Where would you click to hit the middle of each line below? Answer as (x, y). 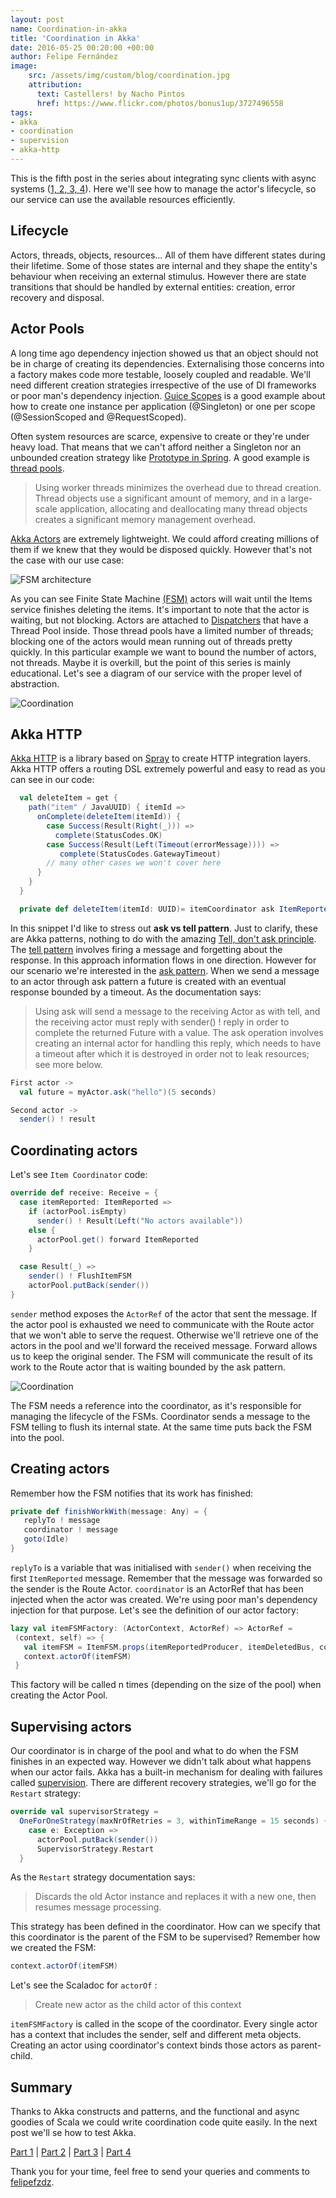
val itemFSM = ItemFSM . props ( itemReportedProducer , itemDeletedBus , (169, 1647)
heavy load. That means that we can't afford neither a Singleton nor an (156, 447)
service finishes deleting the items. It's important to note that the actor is (160, 609)
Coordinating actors (74, 1150)
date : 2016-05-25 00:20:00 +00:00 (82, 47)
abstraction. (35, 683)
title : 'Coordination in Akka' (75, 38)
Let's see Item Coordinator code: (79, 1175)
